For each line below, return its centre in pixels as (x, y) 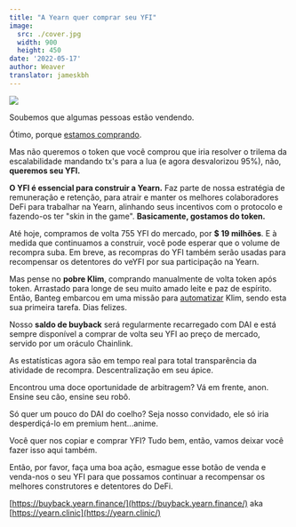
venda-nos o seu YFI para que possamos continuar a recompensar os (137, 476)
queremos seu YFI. (45, 171)
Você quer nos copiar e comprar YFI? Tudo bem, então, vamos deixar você (147, 440)
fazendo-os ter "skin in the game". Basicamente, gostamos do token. (137, 216)
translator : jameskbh (49, 76)
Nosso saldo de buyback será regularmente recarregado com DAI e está (143, 324)
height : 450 (40, 51)
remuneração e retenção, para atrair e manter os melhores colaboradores (144, 197)
